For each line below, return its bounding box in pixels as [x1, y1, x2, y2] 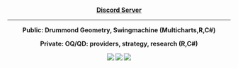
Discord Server [96, 6, 142, 14]
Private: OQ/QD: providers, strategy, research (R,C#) [40, 39, 198, 48]
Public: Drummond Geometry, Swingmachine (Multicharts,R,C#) [22, 25, 216, 34]
